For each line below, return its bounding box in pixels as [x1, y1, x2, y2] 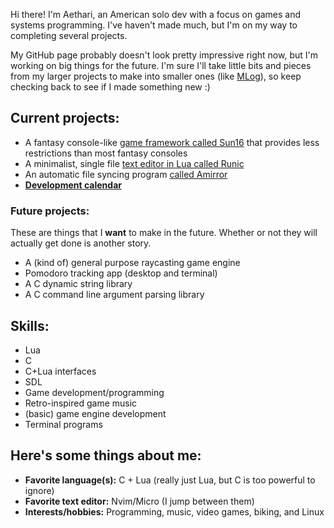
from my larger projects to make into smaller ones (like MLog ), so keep [10, 70, 302, 82]
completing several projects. [10, 30, 128, 41]
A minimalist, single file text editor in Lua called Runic [24, 157, 245, 169]
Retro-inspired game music [24, 397, 138, 409]
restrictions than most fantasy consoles [24, 147, 188, 159]
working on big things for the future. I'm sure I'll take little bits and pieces [10, 60, 312, 71]
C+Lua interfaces [24, 365, 97, 377]
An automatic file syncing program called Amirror [24, 168, 228, 180]
